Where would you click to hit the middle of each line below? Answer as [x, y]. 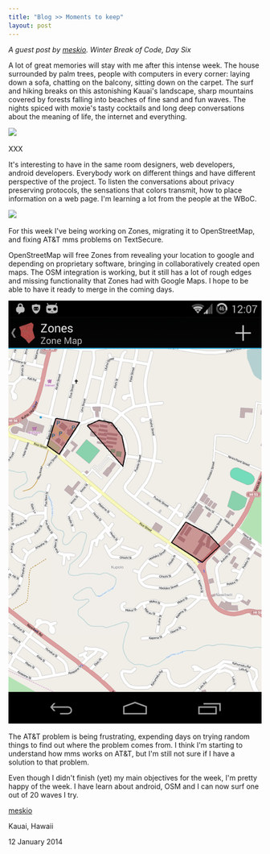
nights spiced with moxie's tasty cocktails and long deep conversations [127, 108]
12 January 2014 [35, 842]
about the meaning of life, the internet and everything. [98, 116]
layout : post [30, 25]
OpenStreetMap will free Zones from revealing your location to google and [131, 255]
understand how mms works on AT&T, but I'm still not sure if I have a [122, 754]
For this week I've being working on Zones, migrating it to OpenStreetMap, [132, 230]
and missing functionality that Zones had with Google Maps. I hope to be [129, 280]
